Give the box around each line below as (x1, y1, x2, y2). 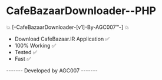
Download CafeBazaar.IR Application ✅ (14, 35, 110, 42)
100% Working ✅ (14, 42, 57, 49)
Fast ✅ (14, 55, 31, 62)
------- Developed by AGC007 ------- (6, 66, 98, 74)
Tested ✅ (14, 48, 38, 55)
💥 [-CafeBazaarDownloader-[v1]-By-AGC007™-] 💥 (6, 24, 130, 31)
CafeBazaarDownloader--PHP (6, 4, 156, 18)
